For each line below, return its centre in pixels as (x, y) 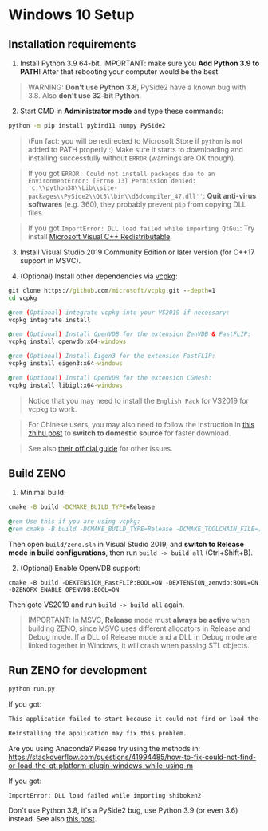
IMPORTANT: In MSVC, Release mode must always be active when (138, 620)
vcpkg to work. (52, 409)
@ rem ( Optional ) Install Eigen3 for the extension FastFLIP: (112, 356)
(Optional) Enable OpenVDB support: (80, 569)
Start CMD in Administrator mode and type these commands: (122, 111)
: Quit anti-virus (230, 195)
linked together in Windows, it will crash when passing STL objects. (138, 646)
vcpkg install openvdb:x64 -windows (67, 342)
